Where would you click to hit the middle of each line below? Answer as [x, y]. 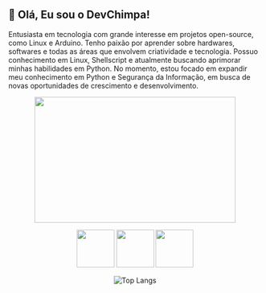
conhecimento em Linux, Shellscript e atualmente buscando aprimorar [125, 60]
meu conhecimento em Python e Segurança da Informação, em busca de [129, 76]
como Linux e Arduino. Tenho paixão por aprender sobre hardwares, [122, 43]
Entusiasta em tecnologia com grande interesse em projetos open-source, [131, 34]
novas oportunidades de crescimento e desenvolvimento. [104, 85]
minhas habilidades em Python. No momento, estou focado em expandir [128, 68]
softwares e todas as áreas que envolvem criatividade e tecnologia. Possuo [133, 51]
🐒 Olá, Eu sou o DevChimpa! [79, 15]
